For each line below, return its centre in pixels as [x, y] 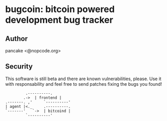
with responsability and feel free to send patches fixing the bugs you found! [84, 84]
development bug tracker [59, 20]
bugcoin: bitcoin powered [60, 9]
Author [16, 39]
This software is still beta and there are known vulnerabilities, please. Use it [83, 79]
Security [19, 67]
